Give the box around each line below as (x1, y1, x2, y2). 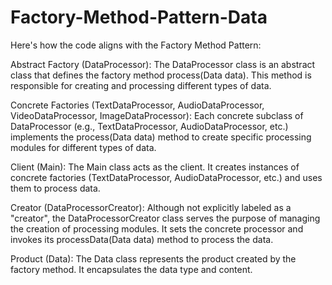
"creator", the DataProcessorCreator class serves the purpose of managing (10, 212, 321, 224)
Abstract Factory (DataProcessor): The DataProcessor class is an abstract (10, 58, 316, 70)
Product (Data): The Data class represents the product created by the (10, 252, 297, 265)
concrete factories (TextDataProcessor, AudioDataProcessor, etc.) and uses (10, 171, 323, 183)
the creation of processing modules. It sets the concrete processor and (10, 222, 304, 235)
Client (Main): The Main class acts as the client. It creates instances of (10, 161, 300, 173)
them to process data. (10, 182, 101, 194)
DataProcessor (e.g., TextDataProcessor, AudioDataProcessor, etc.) (10, 120, 289, 132)
